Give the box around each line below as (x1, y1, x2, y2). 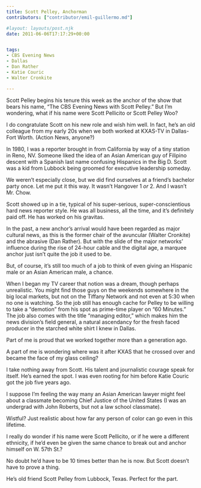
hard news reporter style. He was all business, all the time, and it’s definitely (6, 206, 194, 214)
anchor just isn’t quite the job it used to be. (6, 250, 112, 258)
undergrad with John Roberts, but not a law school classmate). (6, 403, 161, 410)
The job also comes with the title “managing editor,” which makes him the (6, 312, 188, 319)
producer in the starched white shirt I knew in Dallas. (6, 325, 136, 332)
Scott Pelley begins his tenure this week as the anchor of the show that (6, 97, 182, 104)
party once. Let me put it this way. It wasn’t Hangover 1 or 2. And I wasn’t (6, 182, 187, 190)
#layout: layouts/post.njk (6, 25, 74, 31)
